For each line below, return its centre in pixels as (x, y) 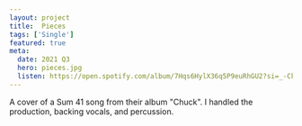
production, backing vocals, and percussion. (92, 111)
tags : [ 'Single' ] (42, 34)
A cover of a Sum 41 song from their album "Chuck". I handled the (131, 102)
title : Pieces (38, 26)
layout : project (40, 18)
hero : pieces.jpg (50, 68)
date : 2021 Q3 (44, 59)
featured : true (38, 43)
